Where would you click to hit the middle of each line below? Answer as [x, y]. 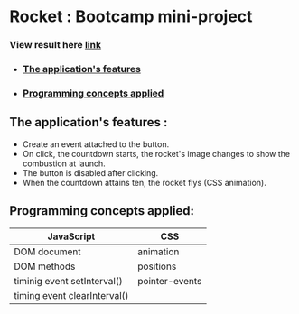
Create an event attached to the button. [96, 144]
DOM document [47, 252]
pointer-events [170, 281]
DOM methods [45, 266]
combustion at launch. [64, 163]
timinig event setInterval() [69, 281]
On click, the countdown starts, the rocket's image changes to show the [156, 153]
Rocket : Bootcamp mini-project [131, 17]
